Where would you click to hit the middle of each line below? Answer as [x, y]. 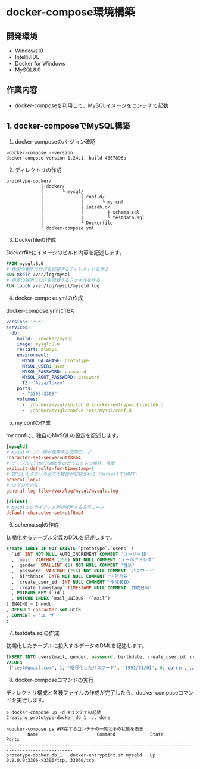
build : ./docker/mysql [45, 338]
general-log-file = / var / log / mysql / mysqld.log [62, 491]
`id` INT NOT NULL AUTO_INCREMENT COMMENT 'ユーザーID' [80, 555]
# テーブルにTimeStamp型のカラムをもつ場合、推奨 [60, 463]
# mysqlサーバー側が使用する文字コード [49, 452]
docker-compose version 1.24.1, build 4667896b [66, 158]
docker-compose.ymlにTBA [40, 311]
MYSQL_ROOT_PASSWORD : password [61, 377]
